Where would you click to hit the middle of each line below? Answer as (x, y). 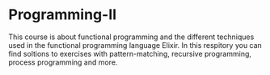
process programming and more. (63, 62)
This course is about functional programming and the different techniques (131, 37)
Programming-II (63, 15)
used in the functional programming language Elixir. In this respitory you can (135, 45)
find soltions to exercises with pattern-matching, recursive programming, (130, 53)
